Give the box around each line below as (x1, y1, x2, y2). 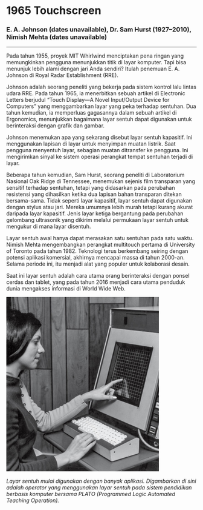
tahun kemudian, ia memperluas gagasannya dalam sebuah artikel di (6, 109, 177, 116)
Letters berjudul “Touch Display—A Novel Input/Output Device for (6, 96, 170, 104)
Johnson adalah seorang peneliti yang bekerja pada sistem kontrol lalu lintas (6, 83, 196, 91)
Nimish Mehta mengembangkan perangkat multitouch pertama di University (6, 241, 195, 249)
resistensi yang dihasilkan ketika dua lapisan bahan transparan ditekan (6, 190, 182, 198)
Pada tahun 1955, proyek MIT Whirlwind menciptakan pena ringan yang (6, 52, 184, 59)
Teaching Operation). (6, 497, 59, 504)
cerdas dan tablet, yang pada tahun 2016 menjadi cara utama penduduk (6, 278, 185, 286)
